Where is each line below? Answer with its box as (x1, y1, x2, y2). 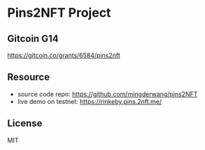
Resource (7, 71, 50, 83)
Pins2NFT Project (7, 5, 111, 21)
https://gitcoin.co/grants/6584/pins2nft (7, 51, 120, 59)
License (7, 117, 43, 130)
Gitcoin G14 (7, 33, 59, 45)
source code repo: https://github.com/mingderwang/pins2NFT (17, 89, 198, 98)
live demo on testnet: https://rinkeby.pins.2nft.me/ (17, 97, 162, 105)
